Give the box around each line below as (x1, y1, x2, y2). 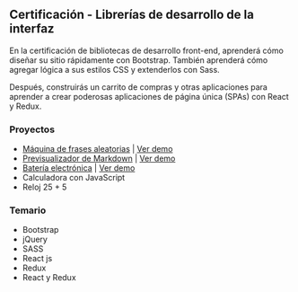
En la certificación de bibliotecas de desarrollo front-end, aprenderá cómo (9, 45, 285, 56)
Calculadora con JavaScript (22, 173, 126, 183)
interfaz (9, 22, 55, 37)
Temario (9, 204, 47, 217)
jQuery (22, 234, 48, 245)
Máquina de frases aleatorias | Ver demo (22, 144, 173, 155)
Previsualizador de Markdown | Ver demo (22, 153, 176, 164)
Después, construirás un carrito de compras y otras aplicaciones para (9, 81, 267, 93)
